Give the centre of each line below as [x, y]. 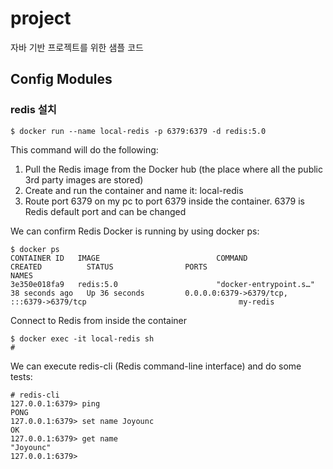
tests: [21, 376]
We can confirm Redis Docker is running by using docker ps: [135, 231]
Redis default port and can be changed [105, 211]
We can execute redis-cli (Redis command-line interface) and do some [156, 366]
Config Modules [61, 79]
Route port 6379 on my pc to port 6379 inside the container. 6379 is [164, 201]
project [41, 18]
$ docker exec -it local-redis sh [82, 338]
